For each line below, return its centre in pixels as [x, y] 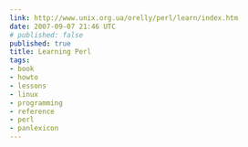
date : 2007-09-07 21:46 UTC [63, 26]
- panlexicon [34, 129]
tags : [20, 60]
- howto [24, 78]
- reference [32, 111]
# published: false [46, 35]
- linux [24, 94]
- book [22, 69]
